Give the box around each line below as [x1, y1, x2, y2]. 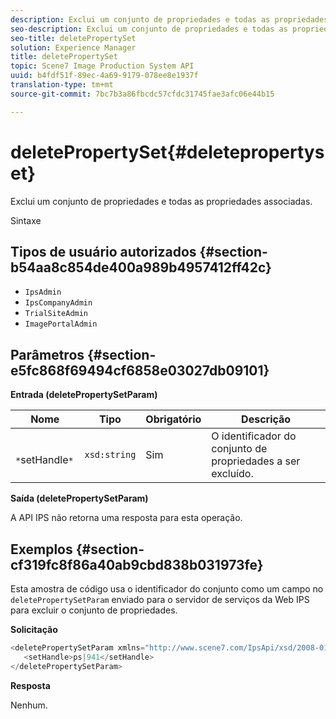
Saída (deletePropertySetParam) [10, 492, 149, 505]
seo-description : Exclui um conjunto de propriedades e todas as [10, 24, 288, 34]
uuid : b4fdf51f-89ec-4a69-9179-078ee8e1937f [10, 71, 199, 81]
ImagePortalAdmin [24, 319, 98, 330]
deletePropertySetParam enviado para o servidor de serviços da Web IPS [10, 594, 310, 605]
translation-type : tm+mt [10, 80, 114, 90]
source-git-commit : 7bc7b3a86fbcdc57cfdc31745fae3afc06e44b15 [10, 89, 275, 99]
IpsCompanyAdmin [24, 298, 93, 308]
